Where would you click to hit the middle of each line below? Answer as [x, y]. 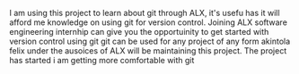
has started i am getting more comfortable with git [102, 60]
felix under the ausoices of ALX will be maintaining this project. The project [148, 51]
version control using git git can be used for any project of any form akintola [150, 41]
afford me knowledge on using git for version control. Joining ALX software [148, 22]
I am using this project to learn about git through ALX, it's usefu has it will [145, 13]
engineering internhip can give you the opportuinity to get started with [139, 32]
